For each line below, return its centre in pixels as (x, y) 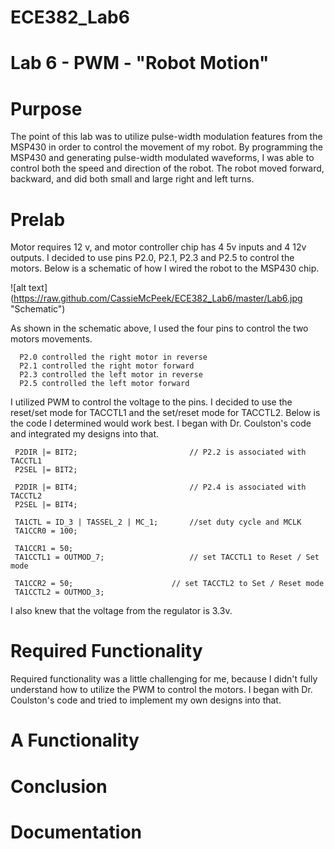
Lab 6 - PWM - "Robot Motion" (140, 63)
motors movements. (51, 339)
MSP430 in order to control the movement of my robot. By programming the (166, 147)
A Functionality (75, 740)
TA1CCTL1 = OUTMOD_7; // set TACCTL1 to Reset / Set (167, 557)
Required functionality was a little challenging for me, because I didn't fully (164, 679)
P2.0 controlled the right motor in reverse (113, 357)
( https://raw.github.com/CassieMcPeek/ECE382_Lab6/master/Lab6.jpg (156, 298)
